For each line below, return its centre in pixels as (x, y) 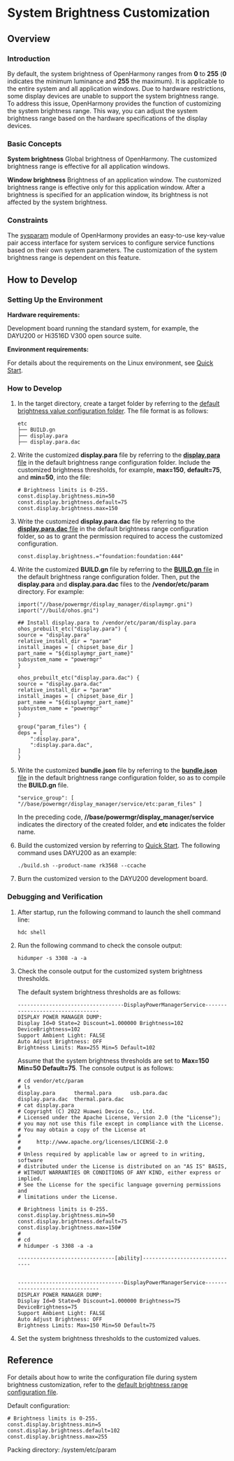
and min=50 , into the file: (54, 477)
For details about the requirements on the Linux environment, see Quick (110, 363)
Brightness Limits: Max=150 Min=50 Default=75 (86, 1325)
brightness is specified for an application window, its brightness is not (108, 195)
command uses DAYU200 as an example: (77, 853)
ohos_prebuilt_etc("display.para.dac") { (78, 678)
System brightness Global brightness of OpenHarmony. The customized (112, 159)
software (30, 1160)
